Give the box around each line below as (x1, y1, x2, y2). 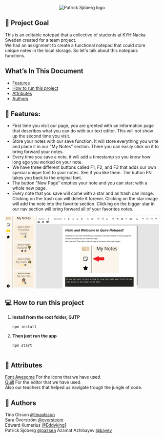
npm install (12, 324, 37, 329)
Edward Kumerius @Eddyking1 (5, 422, 67, 428)
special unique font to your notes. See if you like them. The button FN (12, 170, 152, 176)
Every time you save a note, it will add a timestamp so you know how (12, 154, 151, 160)
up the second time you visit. (12, 133, 71, 139)
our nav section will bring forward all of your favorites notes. (12, 206, 134, 212)
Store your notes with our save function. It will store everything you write (12, 138, 159, 144)
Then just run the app (12, 333, 57, 338)
